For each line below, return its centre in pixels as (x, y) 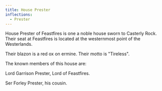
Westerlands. (19, 44)
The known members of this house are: (46, 64)
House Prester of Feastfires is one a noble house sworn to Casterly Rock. (81, 34)
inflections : (19, 15)
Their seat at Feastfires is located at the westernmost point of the (73, 39)
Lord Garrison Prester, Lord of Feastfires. (48, 73)
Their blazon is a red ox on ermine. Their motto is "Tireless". (67, 54)
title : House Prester (28, 10)
